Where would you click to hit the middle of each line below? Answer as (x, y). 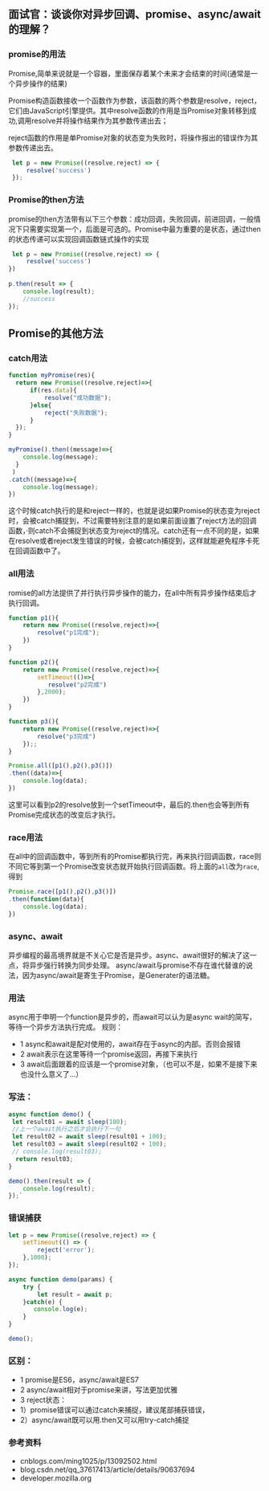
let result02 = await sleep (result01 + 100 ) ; (89, 1137)
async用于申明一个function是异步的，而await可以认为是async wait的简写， (132, 1017)
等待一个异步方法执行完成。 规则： (65, 1027)
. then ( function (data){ (46, 899)
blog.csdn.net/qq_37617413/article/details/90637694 (107, 1469)
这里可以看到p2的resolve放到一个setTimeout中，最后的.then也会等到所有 (129, 805)
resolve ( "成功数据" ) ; (78, 397)
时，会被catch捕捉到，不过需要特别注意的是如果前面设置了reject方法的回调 (132, 521)
